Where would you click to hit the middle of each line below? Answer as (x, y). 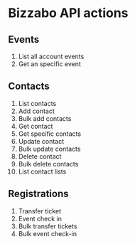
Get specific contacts (49, 134)
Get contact (36, 126)
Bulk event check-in (48, 233)
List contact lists (42, 171)
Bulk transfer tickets (48, 226)
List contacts (37, 103)
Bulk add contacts (45, 118)
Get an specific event (49, 64)
